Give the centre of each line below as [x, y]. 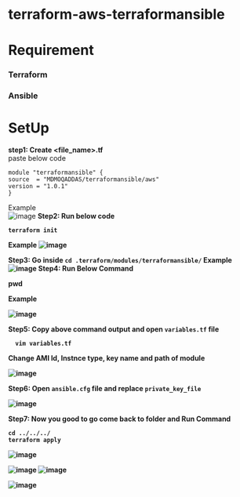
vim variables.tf [44, 344]
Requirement [51, 51]
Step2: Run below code [76, 216]
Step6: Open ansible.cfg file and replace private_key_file [105, 389]
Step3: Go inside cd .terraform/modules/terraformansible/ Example [120, 260]
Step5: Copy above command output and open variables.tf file [114, 329]
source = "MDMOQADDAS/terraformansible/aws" [84, 180]
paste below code [37, 158]
